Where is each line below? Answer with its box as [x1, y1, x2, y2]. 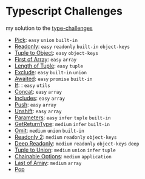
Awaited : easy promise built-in [14, 75, 93, 82]
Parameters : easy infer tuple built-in [14, 114, 111, 121]
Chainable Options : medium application [14, 152, 112, 160]
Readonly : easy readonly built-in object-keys [14, 43, 130, 50]
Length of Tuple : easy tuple [14, 62, 83, 69]
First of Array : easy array [14, 55, 77, 63]
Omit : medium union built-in [14, 127, 84, 134]
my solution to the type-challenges [5, 24, 93, 32]
